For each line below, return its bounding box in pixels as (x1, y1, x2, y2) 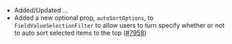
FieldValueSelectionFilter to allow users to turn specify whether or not (13, 21, 225, 29)
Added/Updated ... (13, 6, 69, 14)
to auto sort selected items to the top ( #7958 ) (13, 28, 147, 37)
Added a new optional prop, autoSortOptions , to (13, 13, 154, 22)
